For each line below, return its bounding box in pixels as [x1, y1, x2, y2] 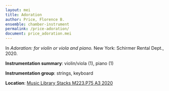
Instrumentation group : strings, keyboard [5, 70, 93, 76]
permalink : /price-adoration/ [5, 26, 70, 32]
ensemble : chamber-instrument [5, 21, 70, 27]
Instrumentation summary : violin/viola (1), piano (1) [5, 60, 114, 66]
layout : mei [5, 7, 31, 13]
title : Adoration [5, 12, 42, 17]
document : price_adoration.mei [5, 31, 72, 36]
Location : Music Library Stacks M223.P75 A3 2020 [5, 80, 113, 86]
